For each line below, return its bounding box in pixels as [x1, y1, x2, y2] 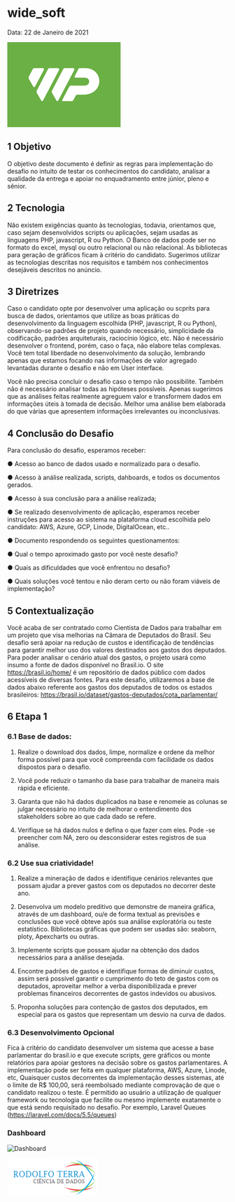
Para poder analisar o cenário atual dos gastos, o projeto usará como [7, 653, 206, 662]
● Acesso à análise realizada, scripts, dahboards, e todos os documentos [7, 473, 220, 482]
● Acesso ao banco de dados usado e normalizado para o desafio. [7, 460, 201, 468]
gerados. [7, 481, 34, 489]
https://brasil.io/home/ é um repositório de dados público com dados [7, 668, 206, 676]
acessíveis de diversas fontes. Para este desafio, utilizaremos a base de [7, 676, 215, 684]
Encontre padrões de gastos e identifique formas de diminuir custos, [17, 967, 215, 975]
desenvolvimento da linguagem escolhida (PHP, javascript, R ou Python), [7, 319, 218, 327]
